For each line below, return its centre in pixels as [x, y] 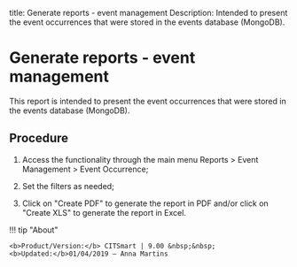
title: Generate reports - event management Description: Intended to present [148, 13]
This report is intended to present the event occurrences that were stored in [148, 101]
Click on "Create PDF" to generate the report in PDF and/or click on [145, 203]
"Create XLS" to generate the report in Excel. [104, 212]
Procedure [39, 138]
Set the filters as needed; [68, 186]
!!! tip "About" [34, 230]
